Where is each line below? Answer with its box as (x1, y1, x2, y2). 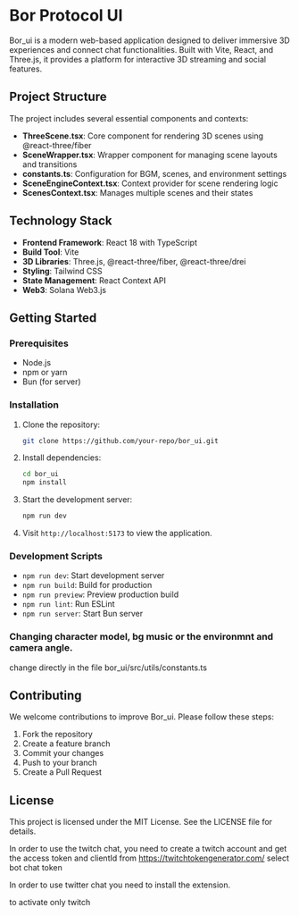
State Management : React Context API (21, 274, 167, 286)
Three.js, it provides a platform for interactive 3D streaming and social (9, 54, 266, 64)
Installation (9, 399, 60, 411)
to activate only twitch (9, 897, 91, 908)
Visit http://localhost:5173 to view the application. (21, 528, 212, 539)
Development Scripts (9, 550, 103, 562)
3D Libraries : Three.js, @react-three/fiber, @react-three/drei (21, 256, 246, 266)
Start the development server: (21, 494, 133, 505)
